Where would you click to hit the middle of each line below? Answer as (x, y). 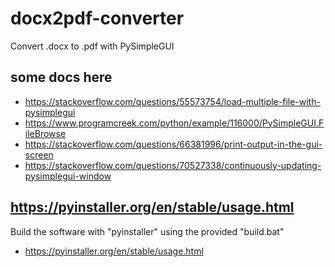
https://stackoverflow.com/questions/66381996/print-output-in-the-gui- (173, 144)
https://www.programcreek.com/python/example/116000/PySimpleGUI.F (174, 123)
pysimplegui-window (68, 176)
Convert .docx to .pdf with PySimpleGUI (92, 46)
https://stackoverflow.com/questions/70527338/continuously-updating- (173, 165)
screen (39, 154)
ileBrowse (45, 133)
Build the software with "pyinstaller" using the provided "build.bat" (147, 231)
